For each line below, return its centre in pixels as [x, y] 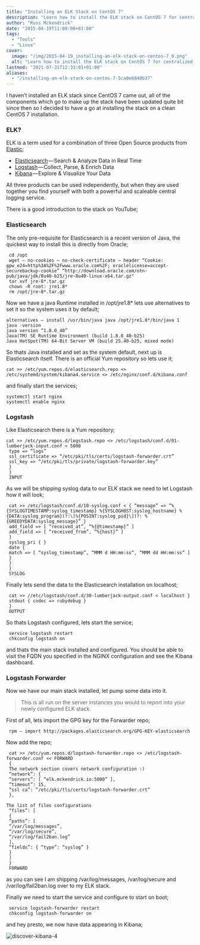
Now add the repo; [29, 742]
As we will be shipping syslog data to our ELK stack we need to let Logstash [99, 489]
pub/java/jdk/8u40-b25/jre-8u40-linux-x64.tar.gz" [70, 276]
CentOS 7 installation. [33, 115]
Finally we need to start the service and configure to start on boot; [87, 897]
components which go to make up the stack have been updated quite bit [95, 102]
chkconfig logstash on [37, 639]
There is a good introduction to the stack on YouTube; [72, 209]
